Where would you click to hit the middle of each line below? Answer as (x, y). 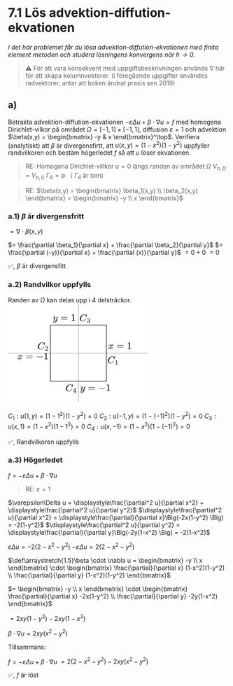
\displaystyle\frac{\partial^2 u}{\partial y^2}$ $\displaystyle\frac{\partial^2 (115, 510)
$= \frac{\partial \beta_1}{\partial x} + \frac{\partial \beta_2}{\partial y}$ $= (115, 245)
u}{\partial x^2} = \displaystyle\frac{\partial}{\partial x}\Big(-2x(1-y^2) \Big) (116, 517)
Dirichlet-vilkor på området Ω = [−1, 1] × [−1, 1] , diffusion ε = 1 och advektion (117, 129)
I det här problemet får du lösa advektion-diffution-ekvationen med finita (113, 47)
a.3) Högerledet (35, 460)
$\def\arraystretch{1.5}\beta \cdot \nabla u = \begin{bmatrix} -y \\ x (105, 561)
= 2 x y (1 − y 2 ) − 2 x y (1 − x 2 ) (48, 618)
